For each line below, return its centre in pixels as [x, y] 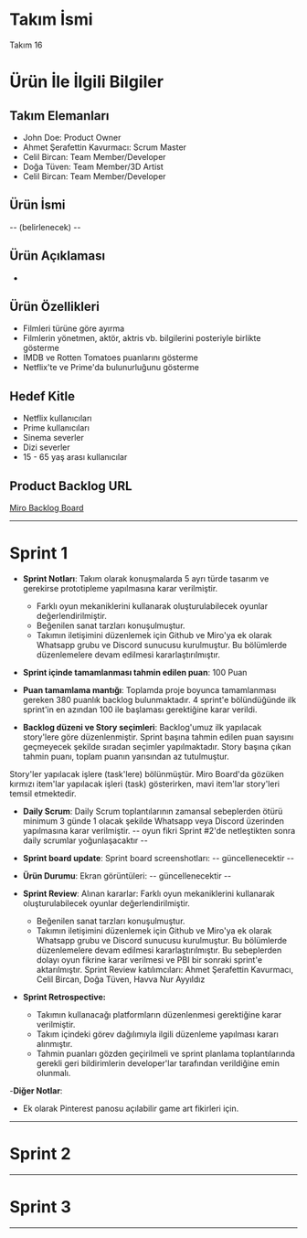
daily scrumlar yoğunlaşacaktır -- [85, 840]
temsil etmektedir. [43, 793]
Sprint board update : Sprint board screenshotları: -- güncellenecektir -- [159, 858]
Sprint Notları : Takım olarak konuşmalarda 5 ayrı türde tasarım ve [146, 578]
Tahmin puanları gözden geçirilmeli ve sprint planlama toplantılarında [165, 1053]
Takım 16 [26, 45]
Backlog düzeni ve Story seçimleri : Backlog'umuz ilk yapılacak [142, 727]
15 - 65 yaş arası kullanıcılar [75, 457]
